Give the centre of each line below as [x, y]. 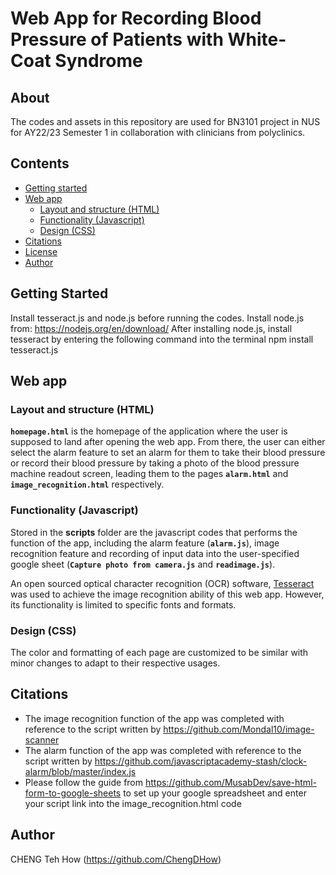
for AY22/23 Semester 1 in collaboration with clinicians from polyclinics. [158, 132]
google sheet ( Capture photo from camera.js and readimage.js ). [143, 564]
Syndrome [98, 61]
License [41, 251]
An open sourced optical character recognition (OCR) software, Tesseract [162, 583]
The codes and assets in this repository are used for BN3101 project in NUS [165, 121]
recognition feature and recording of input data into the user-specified [155, 553]
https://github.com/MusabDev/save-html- [230, 782]
